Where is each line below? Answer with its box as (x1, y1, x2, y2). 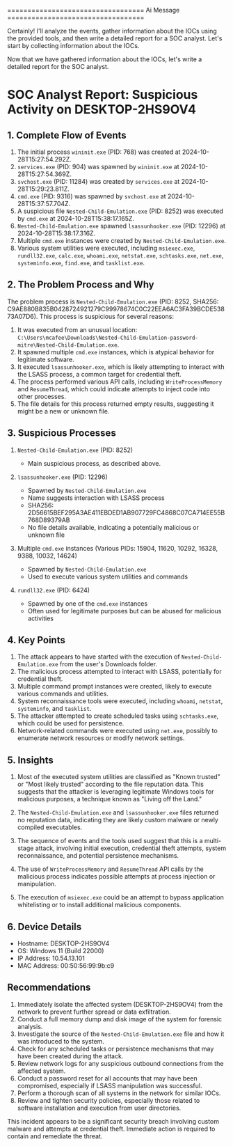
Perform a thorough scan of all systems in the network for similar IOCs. (17, 1089, 221, 1097)
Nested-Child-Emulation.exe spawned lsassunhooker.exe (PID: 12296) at (17, 222, 226, 230)
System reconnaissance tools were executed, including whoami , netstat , (17, 697, 223, 705)
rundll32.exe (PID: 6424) (17, 586, 90, 594)
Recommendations (7, 982, 91, 994)
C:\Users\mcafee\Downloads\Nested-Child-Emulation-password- (17, 334, 199, 341)
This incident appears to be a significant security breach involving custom (7, 1117, 219, 1125)
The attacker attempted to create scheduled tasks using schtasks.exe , (17, 712, 219, 720)
